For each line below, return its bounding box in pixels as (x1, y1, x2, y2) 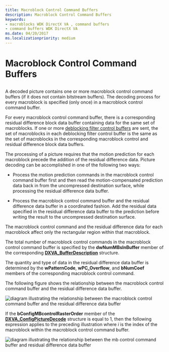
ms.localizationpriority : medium (5, 36, 76, 41)
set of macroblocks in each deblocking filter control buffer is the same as (5, 130, 157, 137)
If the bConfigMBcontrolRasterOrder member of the (5, 310, 115, 317)
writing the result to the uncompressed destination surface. (12, 214, 136, 220)
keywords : (5, 17, 26, 22)
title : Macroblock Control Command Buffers (5, 7, 98, 13)
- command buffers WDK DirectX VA (5, 26, 78, 31)
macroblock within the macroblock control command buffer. (5, 327, 130, 333)
